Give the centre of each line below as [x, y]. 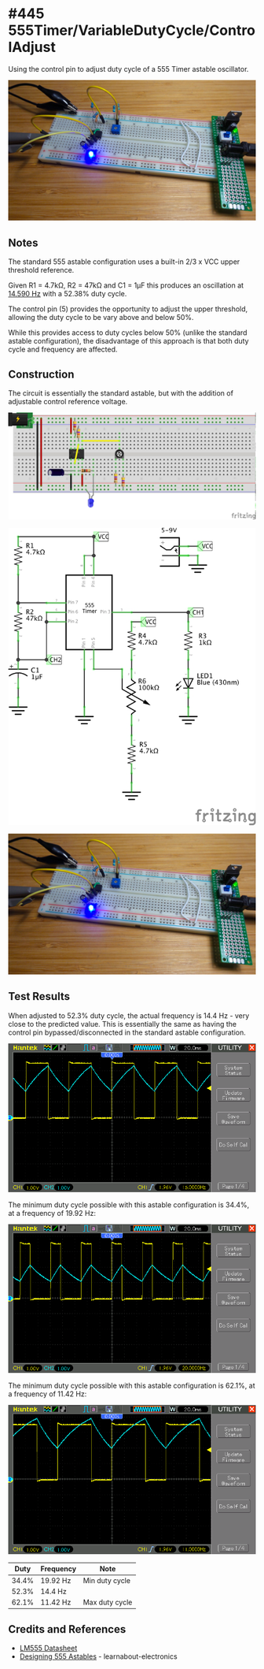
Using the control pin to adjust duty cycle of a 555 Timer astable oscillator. [128, 69]
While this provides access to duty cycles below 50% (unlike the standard [128, 333]
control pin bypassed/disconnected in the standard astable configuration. [127, 1032]
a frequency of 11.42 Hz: [48, 1394]
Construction [41, 374]
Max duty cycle [108, 1602]
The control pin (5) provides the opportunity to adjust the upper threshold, [128, 309]
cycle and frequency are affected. [63, 349]
